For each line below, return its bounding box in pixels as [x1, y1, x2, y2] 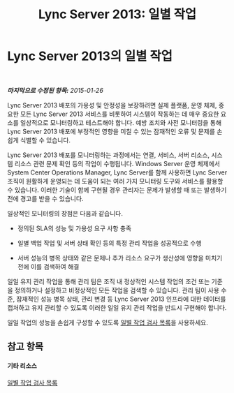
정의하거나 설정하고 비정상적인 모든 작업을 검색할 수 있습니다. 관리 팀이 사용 [14, 286, 220, 294]
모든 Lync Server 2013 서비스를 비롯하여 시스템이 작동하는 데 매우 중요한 [20, 110, 219, 118]
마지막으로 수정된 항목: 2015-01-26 [7, 86, 103, 94]
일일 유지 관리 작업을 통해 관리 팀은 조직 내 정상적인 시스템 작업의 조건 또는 [7, 277, 210, 286]
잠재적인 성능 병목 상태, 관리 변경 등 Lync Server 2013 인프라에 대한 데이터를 [16, 295, 226, 303]
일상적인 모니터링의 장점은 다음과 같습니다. [7, 209, 124, 217]
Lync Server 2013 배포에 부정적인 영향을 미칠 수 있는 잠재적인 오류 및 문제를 [7, 127, 215, 135]
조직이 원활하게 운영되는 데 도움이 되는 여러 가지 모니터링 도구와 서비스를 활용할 [7, 177, 224, 185]
